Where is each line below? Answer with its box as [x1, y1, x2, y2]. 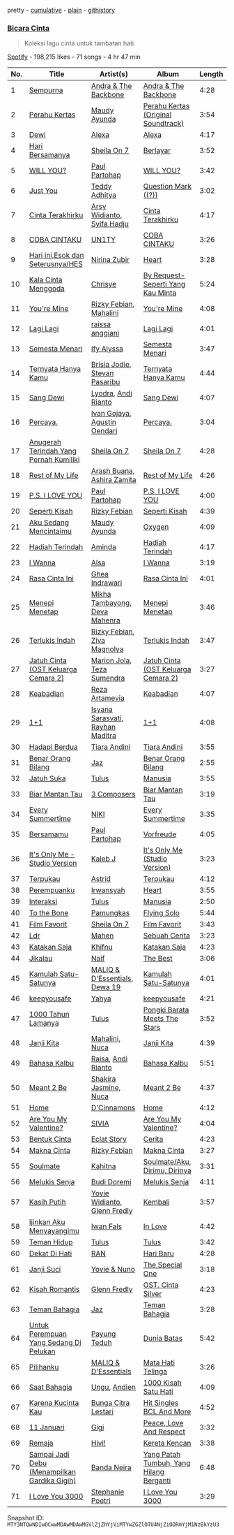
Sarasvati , [91, 713, 124, 723]
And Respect [143, 1427, 186, 1436]
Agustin [91, 417, 117, 427]
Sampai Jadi [29, 1450, 70, 1460]
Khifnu [91, 943, 113, 952]
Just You [29, 186, 58, 196]
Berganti [143, 1476, 171, 1485]
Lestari [91, 1407, 114, 1417]
